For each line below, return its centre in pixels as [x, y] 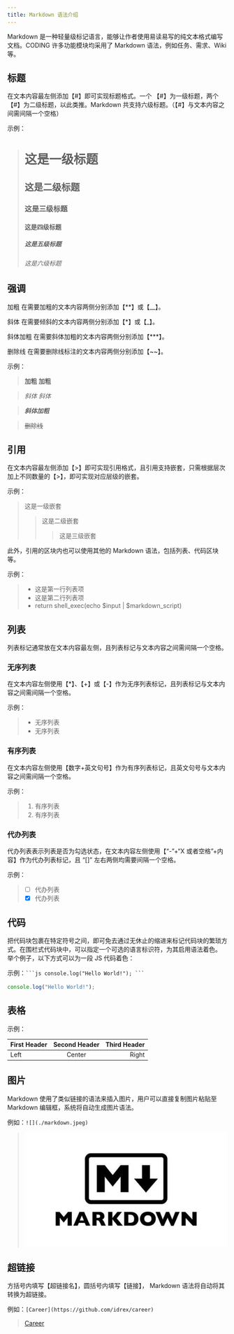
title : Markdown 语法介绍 [43, 15]
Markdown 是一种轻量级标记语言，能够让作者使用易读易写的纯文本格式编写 [115, 36]
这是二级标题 [52, 188]
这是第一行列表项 [59, 589]
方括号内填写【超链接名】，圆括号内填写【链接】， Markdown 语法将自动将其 [116, 1286]
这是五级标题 [43, 244]
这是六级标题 [43, 263]
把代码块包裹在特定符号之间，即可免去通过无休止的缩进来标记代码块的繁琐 [114, 941]
